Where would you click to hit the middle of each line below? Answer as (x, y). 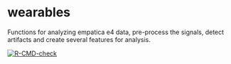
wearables (39, 12)
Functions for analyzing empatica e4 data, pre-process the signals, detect (116, 32)
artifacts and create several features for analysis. (79, 39)
